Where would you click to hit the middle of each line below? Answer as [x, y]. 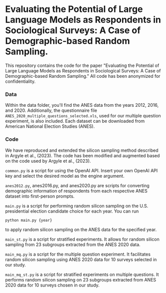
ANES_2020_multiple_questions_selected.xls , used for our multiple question [83, 116]
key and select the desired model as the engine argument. [65, 176]
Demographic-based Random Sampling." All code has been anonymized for [83, 76]
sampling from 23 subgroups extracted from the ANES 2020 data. [73, 244]
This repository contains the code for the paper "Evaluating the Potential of [82, 65]
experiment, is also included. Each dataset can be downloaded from [75, 121]
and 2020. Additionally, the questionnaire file [51, 110]
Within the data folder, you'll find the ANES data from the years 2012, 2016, [82, 105]
